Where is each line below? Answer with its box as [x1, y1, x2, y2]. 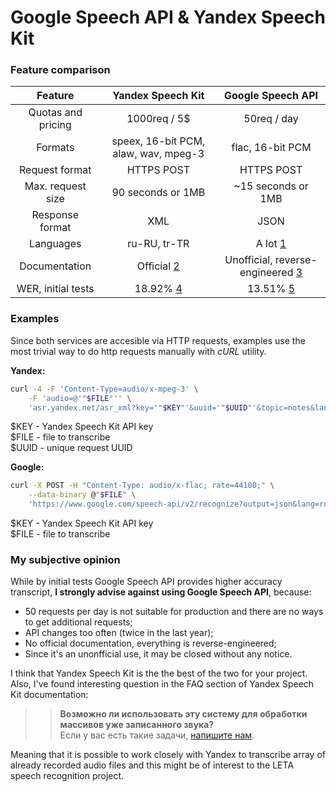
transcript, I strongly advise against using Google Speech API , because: [10, 586, 312, 598]
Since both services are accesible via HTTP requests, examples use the [10, 334, 306, 346]
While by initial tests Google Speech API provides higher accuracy [10, 576, 283, 588]
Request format [18, 163, 92, 177]
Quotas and [28, 106, 83, 120]
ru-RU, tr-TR [127, 237, 190, 251]
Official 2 [136, 259, 180, 273]
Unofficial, [224, 253, 273, 267]
